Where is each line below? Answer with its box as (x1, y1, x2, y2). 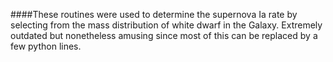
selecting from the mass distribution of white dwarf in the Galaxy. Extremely (10, 19, 323, 31)
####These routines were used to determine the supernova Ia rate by (10, 9, 298, 20)
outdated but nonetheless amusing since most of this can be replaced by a (10, 30, 318, 41)
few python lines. (10, 40, 82, 52)
